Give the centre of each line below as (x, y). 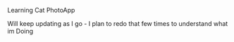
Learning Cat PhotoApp (41, 10)
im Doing (20, 31)
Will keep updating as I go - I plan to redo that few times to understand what (118, 23)
